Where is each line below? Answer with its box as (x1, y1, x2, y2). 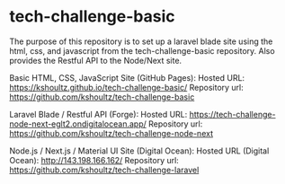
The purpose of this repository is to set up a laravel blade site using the (9, 36, 273, 47)
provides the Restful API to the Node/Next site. (9, 55, 183, 66)
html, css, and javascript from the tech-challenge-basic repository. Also (9, 45, 276, 56)
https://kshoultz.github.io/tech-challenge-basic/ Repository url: (9, 82, 245, 92)
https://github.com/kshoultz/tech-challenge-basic (9, 92, 195, 102)
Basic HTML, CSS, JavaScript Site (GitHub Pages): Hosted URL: (9, 72, 245, 83)
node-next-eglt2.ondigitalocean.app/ (9, 118, 147, 129)
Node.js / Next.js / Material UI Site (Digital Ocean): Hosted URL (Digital (9, 145, 270, 156)
